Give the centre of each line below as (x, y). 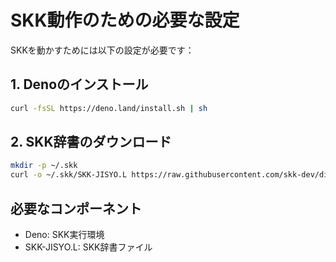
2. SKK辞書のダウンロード (91, 142)
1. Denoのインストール (79, 84)
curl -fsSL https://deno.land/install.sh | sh (109, 108)
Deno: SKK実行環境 (64, 234)
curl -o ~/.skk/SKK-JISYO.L (69, 175)
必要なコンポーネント (76, 208)
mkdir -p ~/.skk (44, 166)
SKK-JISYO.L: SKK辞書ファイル (88, 247)
